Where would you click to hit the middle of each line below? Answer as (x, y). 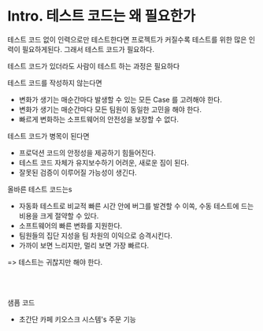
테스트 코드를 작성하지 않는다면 (55, 83)
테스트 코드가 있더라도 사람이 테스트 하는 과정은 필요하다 (94, 66)
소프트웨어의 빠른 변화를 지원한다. (70, 225)
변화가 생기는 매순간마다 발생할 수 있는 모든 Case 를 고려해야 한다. (120, 99)
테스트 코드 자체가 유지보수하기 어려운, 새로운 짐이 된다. (104, 162)
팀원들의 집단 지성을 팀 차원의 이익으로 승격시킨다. (95, 235)
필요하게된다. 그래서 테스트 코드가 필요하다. (88, 49)
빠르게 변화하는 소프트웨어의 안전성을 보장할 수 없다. (98, 119)
